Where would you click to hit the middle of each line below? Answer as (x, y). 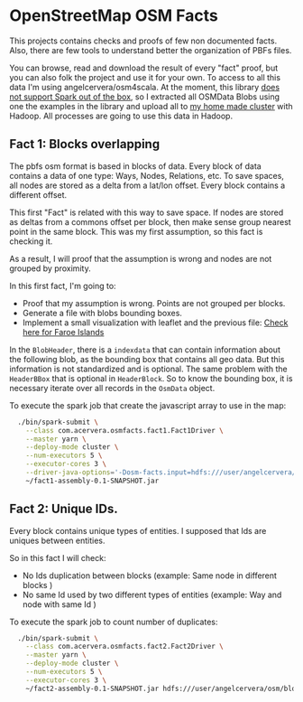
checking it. (31, 241)
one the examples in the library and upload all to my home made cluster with (151, 106)
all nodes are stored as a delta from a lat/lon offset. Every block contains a (147, 185)
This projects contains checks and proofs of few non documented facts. (143, 41)
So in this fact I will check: (58, 557)
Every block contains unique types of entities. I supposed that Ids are (138, 530)
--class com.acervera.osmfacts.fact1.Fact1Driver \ (124, 430)
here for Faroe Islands (63, 332)
